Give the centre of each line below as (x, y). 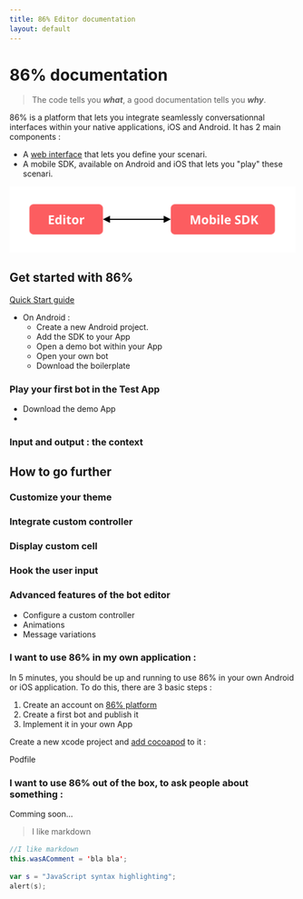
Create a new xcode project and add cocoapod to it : (108, 742)
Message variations (59, 634)
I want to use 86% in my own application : (103, 657)
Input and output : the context (76, 443)
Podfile (23, 759)
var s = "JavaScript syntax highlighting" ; (93, 876)
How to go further (60, 471)
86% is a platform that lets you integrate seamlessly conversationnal (137, 117)
